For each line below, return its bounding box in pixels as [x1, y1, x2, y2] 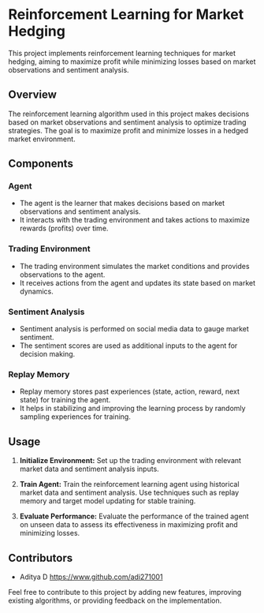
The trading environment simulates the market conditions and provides [19, 261, 250, 271]
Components [8, 157, 73, 170]
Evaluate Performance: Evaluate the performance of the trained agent [19, 511, 250, 521]
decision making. [19, 349, 76, 359]
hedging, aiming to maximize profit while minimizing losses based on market [8, 57, 256, 66]
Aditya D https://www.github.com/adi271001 [19, 572, 163, 581]
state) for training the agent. [19, 395, 111, 405]
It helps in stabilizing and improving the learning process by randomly [19, 404, 246, 413]
